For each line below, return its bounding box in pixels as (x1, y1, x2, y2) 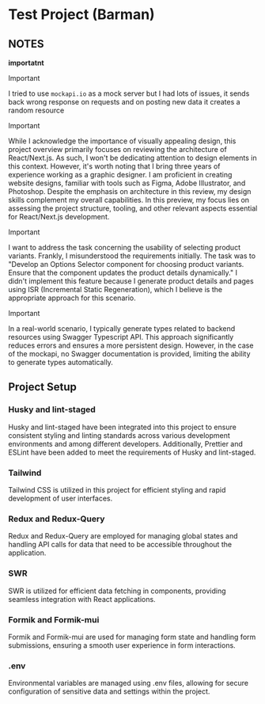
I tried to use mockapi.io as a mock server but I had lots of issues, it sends (8, 89, 250, 98)
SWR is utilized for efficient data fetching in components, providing (8, 586, 227, 596)
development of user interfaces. (8, 493, 113, 503)
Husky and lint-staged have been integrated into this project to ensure (8, 422, 237, 432)
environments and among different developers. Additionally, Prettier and (8, 439, 244, 448)
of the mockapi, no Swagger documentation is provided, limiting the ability (8, 349, 251, 358)
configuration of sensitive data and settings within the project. (8, 687, 210, 696)
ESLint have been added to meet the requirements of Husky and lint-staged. (8, 447, 256, 457)
